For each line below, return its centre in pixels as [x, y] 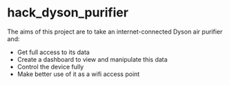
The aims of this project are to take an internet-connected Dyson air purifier [115, 32]
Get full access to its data [53, 52]
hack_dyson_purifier [68, 13]
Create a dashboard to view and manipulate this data [92, 59]
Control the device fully [50, 66]
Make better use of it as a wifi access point [78, 74]
